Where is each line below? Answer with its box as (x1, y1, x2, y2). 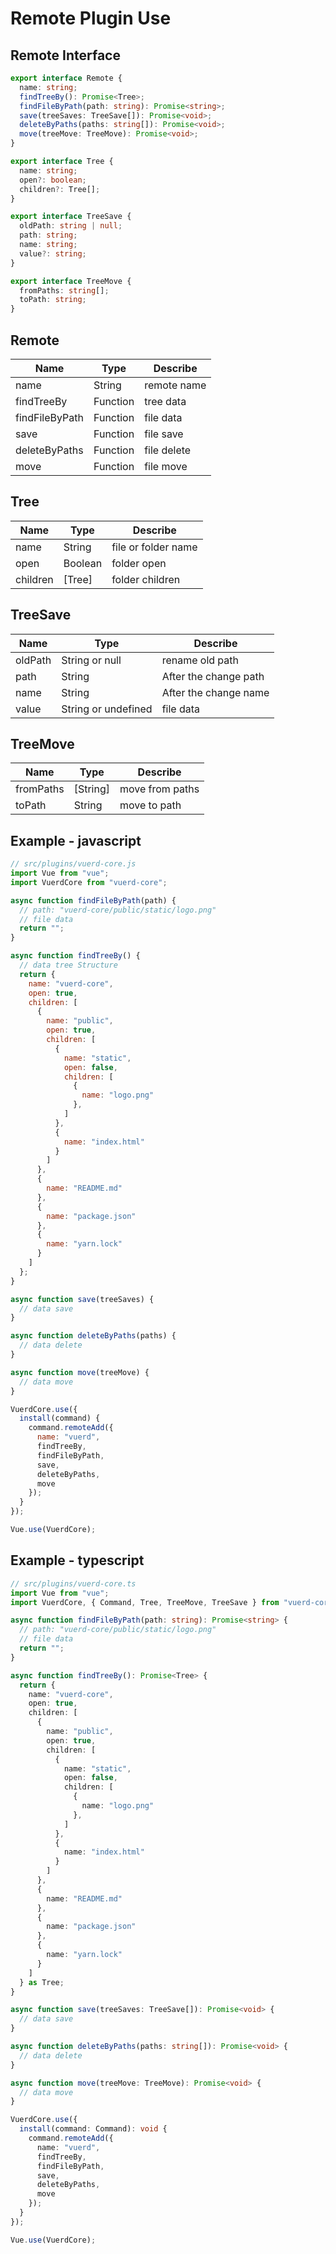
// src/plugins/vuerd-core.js (10, 859, 137, 869)
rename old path (161, 653, 239, 667)
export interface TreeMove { (10, 276, 132, 286)
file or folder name (111, 540, 198, 554)
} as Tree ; (19, 1977, 65, 1987)
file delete (144, 443, 192, 457)
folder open (111, 556, 167, 570)
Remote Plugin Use (10, 7, 172, 30)
